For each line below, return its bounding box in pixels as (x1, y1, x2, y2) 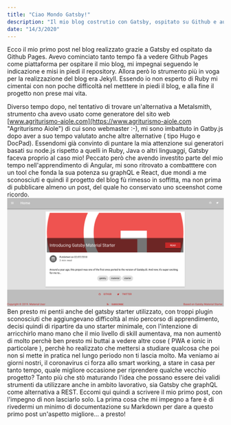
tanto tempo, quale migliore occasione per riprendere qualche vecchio (7, 366, 207, 374)
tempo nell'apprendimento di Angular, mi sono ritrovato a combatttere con (7, 161, 217, 169)
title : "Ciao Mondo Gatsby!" (7, 11, 91, 18)
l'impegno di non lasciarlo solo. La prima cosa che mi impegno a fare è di (7, 395, 214, 403)
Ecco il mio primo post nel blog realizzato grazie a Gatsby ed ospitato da (7, 45, 212, 54)
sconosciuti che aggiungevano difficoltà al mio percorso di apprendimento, (7, 314, 220, 323)
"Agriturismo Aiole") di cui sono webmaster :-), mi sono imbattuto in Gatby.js (7, 125, 223, 133)
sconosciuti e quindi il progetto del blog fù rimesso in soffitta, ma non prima (7, 176, 221, 184)
